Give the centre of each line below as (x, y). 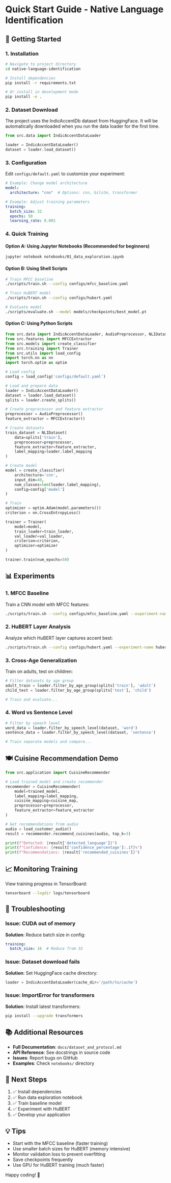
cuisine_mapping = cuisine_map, (47, 801)
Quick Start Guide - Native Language (84, 9)
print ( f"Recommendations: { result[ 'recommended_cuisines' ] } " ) (73, 852)
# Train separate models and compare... (49, 742)
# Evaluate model (24, 307)
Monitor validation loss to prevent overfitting (59, 1154)
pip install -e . (24, 97)
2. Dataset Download (32, 110)
